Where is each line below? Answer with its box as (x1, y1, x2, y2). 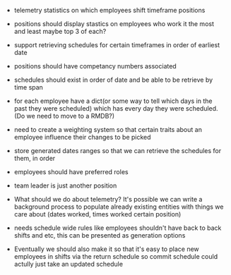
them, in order (13, 154, 56, 162)
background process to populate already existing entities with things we (13, 202, 224, 211)
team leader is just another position (13, 181, 117, 190)
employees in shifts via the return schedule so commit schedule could (13, 252, 218, 260)
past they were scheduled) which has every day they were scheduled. (13, 104, 218, 112)
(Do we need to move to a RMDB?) (13, 112, 115, 120)
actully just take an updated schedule (13, 260, 124, 268)
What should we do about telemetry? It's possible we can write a (13, 195, 203, 203)
